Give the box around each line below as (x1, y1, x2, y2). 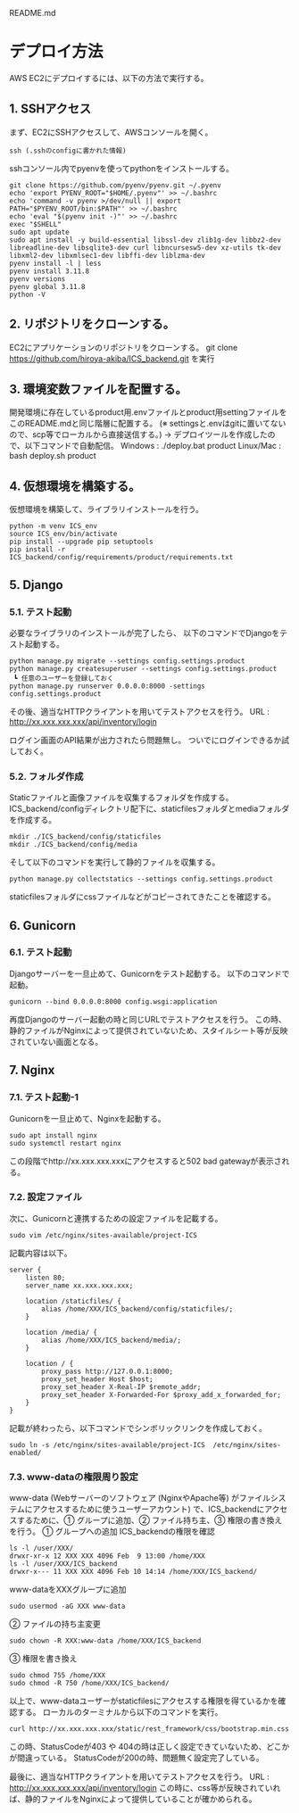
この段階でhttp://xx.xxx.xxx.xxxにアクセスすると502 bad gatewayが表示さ (9, 1155, 283, 1166)
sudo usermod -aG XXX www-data (9, 1602, 126, 1611)
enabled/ (9, 1448, 42, 1457)
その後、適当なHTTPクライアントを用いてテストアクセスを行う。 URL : (9, 706, 270, 716)
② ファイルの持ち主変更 (9, 1618, 101, 1629)
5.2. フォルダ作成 (9, 770, 84, 782)
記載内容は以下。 (9, 1247, 72, 1258)
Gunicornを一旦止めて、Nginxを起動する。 (9, 1113, 167, 1123)
